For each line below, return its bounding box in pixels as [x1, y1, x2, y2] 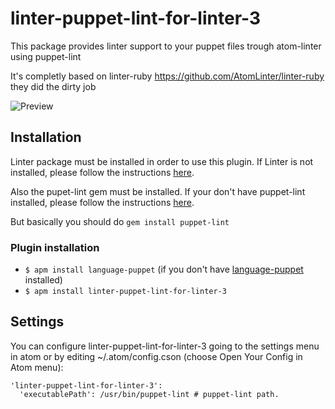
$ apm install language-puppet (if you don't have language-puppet [24, 263, 304, 276]
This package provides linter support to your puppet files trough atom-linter [10, 40, 322, 52]
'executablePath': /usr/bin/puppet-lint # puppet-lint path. [19, 389, 280, 399]
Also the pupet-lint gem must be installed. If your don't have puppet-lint [10, 185, 306, 197]
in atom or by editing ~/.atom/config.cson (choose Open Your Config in [10, 350, 303, 362]
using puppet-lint [10, 50, 82, 62]
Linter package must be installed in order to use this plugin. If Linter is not [10, 155, 314, 167]
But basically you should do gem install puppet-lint [10, 215, 230, 227]
